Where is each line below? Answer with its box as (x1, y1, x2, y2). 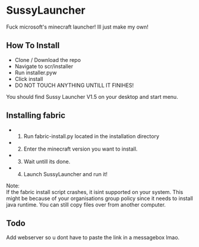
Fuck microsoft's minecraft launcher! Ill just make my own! (6, 23, 149, 30)
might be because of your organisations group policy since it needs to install (6, 195, 193, 202)
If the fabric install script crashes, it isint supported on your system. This (6, 188, 184, 195)
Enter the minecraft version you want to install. (23, 145, 138, 152)
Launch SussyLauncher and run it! (23, 170, 108, 177)
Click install (14, 75, 43, 82)
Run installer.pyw (14, 69, 57, 76)
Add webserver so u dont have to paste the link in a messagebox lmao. (6, 234, 180, 241)
